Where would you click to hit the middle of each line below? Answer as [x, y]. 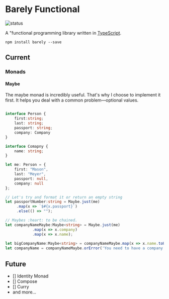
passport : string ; [33, 128]
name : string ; [29, 151]
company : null [29, 183]
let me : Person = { [26, 165]
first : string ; [29, 119]
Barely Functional [43, 9]
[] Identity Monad [30, 276]
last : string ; [29, 123]
